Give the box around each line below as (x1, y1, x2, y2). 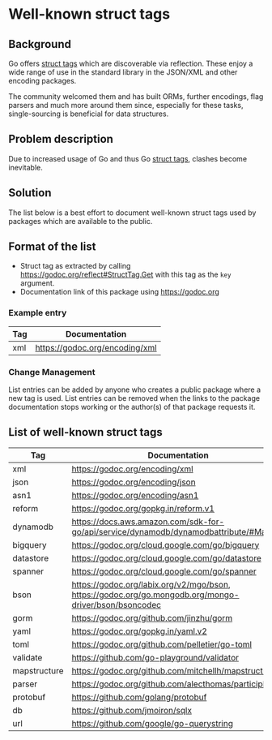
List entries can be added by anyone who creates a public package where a (8, 385, 261, 394)
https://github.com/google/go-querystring (71, 717, 233, 729)
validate (12, 652, 43, 663)
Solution (8, 186, 52, 200)
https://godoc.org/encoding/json (71, 476, 196, 488)
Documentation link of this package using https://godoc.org (19, 287, 220, 297)
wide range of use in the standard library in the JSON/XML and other (8, 67, 238, 77)
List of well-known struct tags (8, 425, 164, 439)
